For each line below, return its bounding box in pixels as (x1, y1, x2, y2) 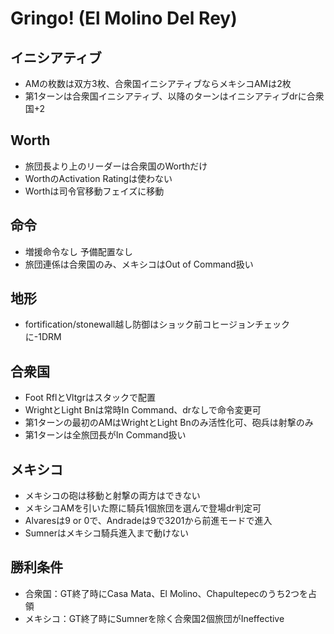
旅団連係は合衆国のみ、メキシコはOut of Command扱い (24, 258, 254, 270)
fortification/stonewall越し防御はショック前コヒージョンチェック (24, 318, 290, 331)
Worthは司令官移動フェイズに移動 (24, 185, 165, 197)
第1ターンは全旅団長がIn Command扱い (24, 429, 187, 441)
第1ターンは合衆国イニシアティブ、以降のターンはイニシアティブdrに (24, 90, 307, 102)
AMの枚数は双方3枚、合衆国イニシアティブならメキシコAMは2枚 (24, 78, 292, 89)
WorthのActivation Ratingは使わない (24, 172, 173, 184)
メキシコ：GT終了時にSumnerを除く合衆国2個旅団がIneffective (24, 612, 285, 624)
